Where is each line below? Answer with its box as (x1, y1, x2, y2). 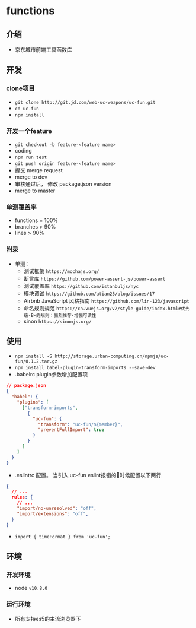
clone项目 (6, 84, 35, 93)
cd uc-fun (14, 106, 40, 112)
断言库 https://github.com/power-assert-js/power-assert (23, 275, 166, 282)
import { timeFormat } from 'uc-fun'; (14, 534, 111, 540)
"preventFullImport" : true (37, 427, 105, 433)
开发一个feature (6, 126, 52, 135)
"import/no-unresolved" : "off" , (17, 506, 97, 512)
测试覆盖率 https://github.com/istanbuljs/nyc (23, 282, 139, 289)
